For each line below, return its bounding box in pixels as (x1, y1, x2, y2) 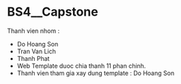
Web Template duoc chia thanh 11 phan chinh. (16, 61, 146, 70)
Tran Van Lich (16, 47, 56, 55)
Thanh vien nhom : (7, 27, 60, 35)
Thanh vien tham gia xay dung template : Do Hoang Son (16, 69, 175, 77)
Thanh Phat (16, 54, 50, 62)
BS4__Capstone (7, 4, 98, 20)
